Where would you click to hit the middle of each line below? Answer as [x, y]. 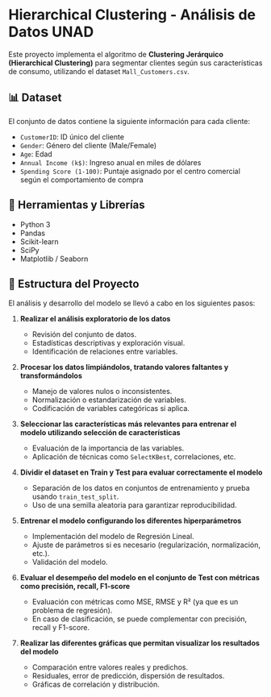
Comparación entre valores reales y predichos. [110, 667]
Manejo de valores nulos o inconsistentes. [102, 392]
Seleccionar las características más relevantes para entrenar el [128, 424]
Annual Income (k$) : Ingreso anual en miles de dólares [110, 162]
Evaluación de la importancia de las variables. [108, 448]
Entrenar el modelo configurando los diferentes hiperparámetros [131, 521]
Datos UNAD [51, 32]
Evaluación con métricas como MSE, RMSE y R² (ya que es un [135, 602]
